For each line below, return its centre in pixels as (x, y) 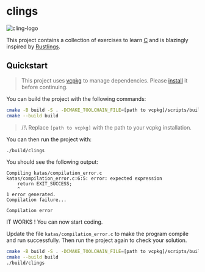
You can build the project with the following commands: (76, 98)
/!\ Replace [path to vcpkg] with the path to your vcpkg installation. (106, 127)
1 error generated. (31, 195)
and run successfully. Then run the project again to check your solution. (97, 240)
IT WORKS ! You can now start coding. (55, 222)
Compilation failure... (37, 200)
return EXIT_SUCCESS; (45, 184)
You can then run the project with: (49, 139)
